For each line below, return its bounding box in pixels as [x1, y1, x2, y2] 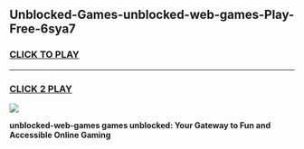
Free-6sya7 [9, 22, 77, 37]
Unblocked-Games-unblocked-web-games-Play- [9, 7, 295, 23]
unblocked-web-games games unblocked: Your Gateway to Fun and [9, 119, 271, 130]
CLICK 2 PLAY [9, 82, 72, 95]
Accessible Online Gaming [9, 129, 111, 140]
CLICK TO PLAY [9, 49, 80, 61]
